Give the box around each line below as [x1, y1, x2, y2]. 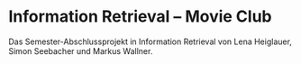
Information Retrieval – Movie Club [8, 6, 272, 27]
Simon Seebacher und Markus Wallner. [8, 45, 153, 56]
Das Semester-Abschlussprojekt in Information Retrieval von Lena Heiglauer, [8, 36, 292, 47]
